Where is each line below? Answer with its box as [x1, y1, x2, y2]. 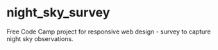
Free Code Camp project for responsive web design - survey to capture [6, 27, 211, 36]
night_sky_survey [6, 5, 110, 21]
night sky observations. [6, 34, 74, 42]
